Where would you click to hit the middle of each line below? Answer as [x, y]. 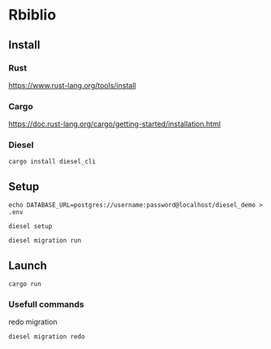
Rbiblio [32, 15]
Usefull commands [46, 304]
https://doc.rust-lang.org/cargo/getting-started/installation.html [115, 124]
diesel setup [30, 227]
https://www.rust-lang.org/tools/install [72, 85]
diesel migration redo [47, 337]
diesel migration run [45, 240]
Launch [28, 265]
